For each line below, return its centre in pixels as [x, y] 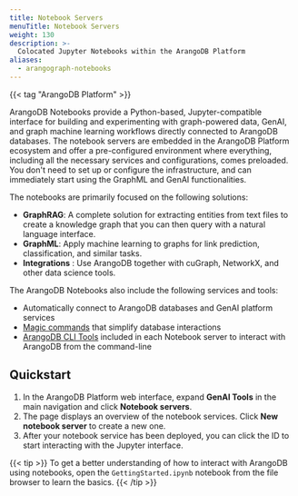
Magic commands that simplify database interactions [122, 327]
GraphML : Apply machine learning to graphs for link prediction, [141, 243]
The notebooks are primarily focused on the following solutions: [129, 197]
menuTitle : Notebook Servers [65, 26]
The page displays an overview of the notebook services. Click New [150, 416]
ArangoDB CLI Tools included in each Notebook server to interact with [154, 336]
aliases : [26, 60]
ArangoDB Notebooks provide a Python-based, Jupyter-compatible [135, 112]
